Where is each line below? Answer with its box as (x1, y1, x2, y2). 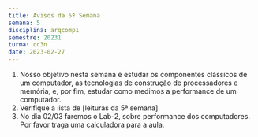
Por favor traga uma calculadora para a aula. (19, 120, 165, 129)
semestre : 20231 (8, 33, 62, 42)
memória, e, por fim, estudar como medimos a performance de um (19, 87, 237, 95)
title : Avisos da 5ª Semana (8, 11, 101, 20)
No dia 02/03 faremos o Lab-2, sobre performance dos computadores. (19, 112, 251, 120)
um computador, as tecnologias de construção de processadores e (19, 78, 238, 87)
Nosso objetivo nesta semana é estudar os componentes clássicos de (19, 70, 248, 79)
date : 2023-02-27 (8, 48, 65, 56)
